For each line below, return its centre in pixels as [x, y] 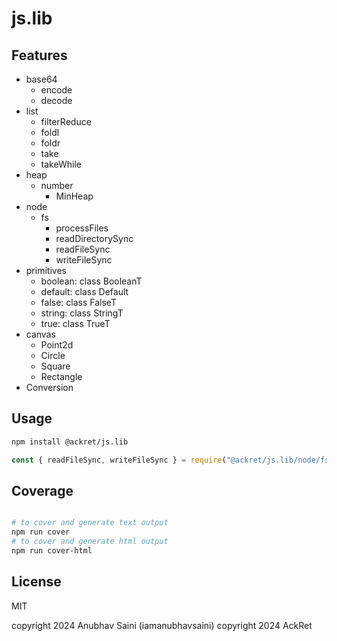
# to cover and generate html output [90, 542]
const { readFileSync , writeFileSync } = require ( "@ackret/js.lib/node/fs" [172, 460]
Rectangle [61, 376]
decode [56, 100]
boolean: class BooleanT [91, 281]
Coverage [42, 490]
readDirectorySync [94, 238]
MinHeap [74, 196]
